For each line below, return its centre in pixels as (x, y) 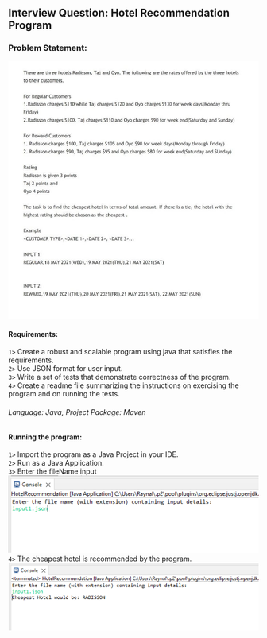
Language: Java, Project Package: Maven (77, 412)
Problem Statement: (48, 48)
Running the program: (45, 437)
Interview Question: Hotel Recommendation (119, 13)
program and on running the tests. (64, 394)
